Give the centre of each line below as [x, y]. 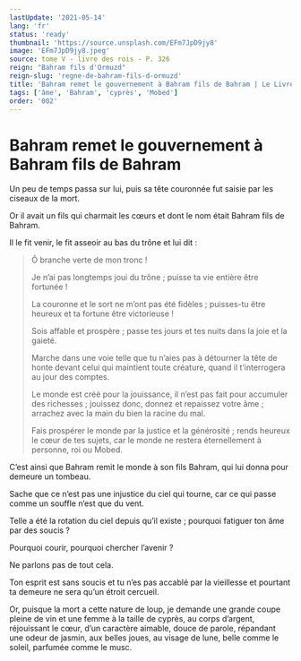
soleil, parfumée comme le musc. [71, 648]
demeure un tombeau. [50, 476]
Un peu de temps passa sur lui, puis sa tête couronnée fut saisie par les [142, 189]
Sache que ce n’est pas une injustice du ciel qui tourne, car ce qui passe [143, 494]
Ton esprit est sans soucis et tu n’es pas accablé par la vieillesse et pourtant [150, 582]
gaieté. [44, 340]
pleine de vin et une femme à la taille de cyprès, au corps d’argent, [132, 619]
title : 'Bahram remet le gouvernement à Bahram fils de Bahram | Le [140, 84]
